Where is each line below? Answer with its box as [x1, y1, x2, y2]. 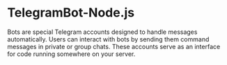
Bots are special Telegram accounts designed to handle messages [7, 28, 198, 36]
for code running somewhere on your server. [7, 50, 136, 58]
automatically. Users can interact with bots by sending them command [7, 35, 210, 43]
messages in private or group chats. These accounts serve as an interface [7, 42, 221, 50]
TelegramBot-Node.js [7, 5, 135, 21]
